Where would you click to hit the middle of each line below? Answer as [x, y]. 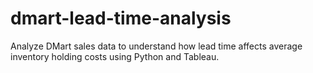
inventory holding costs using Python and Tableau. [115, 56]
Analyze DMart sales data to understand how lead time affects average [156, 46]
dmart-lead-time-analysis [121, 18]
